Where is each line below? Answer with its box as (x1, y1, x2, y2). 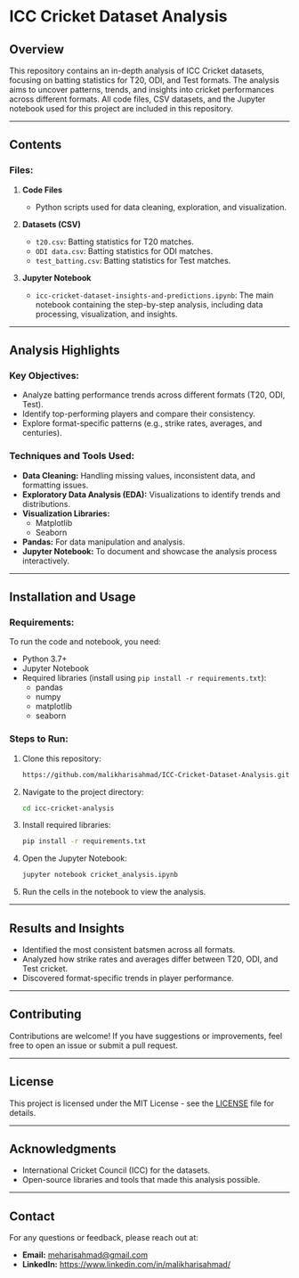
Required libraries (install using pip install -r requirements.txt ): (21, 673, 267, 684)
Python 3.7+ (21, 653, 68, 665)
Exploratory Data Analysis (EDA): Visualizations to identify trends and (21, 488, 281, 500)
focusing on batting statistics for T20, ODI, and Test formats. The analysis (9, 75, 280, 86)
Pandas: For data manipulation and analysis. (21, 537, 185, 547)
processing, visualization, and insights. (35, 308, 178, 319)
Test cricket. (21, 963, 69, 973)
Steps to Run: (9, 733, 69, 745)
